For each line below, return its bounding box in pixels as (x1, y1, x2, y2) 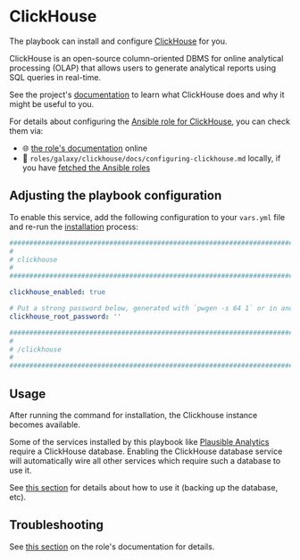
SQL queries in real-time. (9, 71, 101, 82)
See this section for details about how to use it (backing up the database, (9, 482, 279, 492)
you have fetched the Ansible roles (21, 162, 151, 173)
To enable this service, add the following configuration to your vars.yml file (9, 211, 286, 222)
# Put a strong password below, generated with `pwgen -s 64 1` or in (9, 304, 278, 313)
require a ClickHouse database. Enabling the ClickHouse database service (9, 446, 283, 457)
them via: (9, 125, 44, 136)
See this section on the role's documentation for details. (9, 541, 215, 552)
